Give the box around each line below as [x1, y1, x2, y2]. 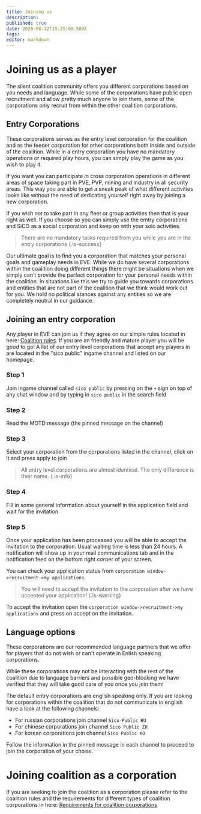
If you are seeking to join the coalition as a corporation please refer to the [6, 788, 188, 795]
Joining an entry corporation [6, 314, 116, 325]
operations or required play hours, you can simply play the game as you [6, 154, 184, 161]
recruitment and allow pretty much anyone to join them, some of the [6, 95, 174, 102]
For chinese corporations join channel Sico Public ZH [14, 723, 148, 730]
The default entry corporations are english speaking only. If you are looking [6, 692, 193, 699]
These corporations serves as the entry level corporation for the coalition [6, 135, 187, 142]
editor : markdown [6, 37, 50, 43]
